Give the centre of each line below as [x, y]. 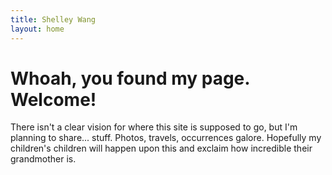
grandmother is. [43, 159]
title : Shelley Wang [53, 19]
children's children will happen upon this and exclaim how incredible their [161, 148]
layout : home [37, 29]
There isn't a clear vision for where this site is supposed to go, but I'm [154, 127]
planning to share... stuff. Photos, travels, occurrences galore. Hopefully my [166, 138]
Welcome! [53, 99]
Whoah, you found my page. [130, 78]
